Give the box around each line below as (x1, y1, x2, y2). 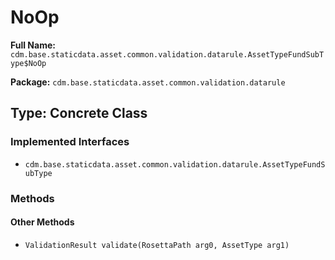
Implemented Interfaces (10, 135, 130, 149)
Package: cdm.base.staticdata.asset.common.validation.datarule (10, 76, 286, 88)
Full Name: (10, 39, 56, 51)
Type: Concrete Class (10, 105, 148, 122)
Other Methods (10, 216, 75, 228)
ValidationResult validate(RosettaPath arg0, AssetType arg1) (24, 240, 290, 250)
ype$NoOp (10, 58, 47, 68)
